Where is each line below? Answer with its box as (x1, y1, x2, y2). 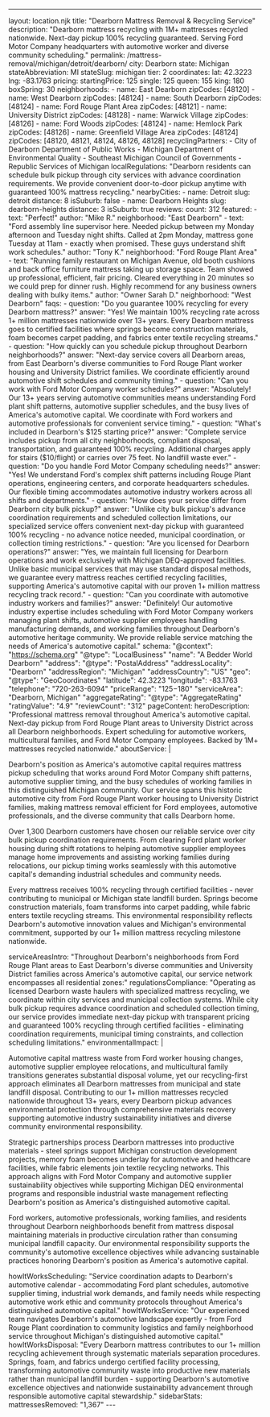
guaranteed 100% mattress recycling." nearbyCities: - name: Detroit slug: (8, 187, 251, 197)
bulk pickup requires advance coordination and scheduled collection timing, (8, 1004, 260, 1012)
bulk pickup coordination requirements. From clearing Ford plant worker (8, 835, 247, 845)
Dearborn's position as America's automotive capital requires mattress (8, 759, 243, 769)
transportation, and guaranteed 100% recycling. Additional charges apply (8, 444, 251, 454)
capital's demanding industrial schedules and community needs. (8, 870, 223, 879)
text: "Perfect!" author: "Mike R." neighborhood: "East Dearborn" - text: (8, 213, 244, 222)
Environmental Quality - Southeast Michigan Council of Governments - (8, 153, 242, 162)
